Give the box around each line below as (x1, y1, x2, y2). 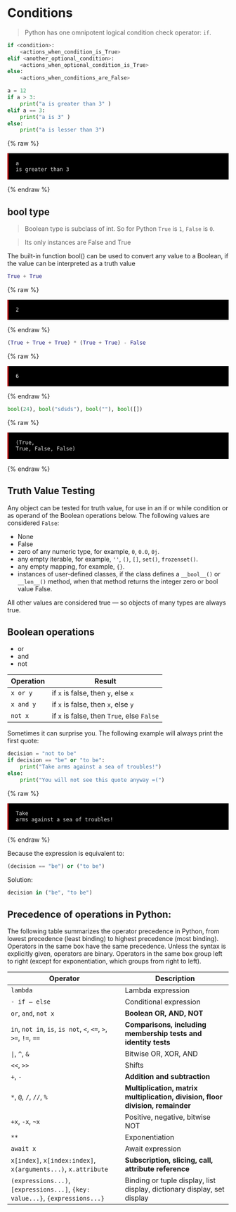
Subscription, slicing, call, (124, 1156, 214, 1166)
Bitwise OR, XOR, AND (124, 1049, 198, 1059)
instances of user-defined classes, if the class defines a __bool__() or (17, 569, 221, 578)
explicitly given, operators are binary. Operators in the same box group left (7, 949, 223, 958)
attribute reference (124, 1164, 190, 1174)
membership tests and (124, 1029, 202, 1039)
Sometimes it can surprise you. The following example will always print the (7, 729, 223, 738)
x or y (11, 689, 33, 697)
